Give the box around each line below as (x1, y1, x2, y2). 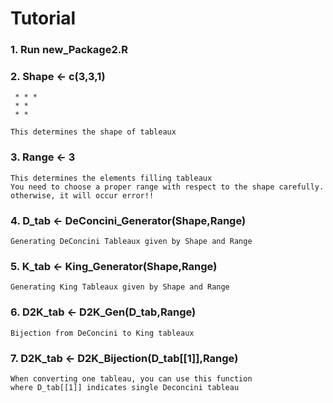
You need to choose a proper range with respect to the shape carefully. (10, 182, 325, 192)
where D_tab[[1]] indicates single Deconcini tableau (10, 382, 240, 392)
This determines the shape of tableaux (10, 127, 177, 137)
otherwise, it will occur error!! (10, 190, 155, 201)
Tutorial (10, 7, 77, 30)
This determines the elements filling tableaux (10, 173, 213, 183)
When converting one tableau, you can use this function (10, 373, 253, 384)
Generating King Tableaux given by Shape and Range (10, 282, 230, 292)
